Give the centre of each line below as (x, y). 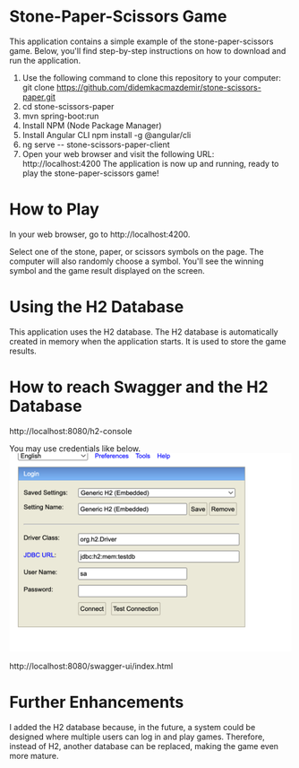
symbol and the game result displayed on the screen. (107, 270)
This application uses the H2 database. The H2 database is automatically (144, 332)
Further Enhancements (97, 703)
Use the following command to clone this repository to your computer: (152, 77)
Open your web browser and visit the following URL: (118, 153)
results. (23, 351)
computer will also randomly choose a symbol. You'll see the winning (137, 261)
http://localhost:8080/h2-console (71, 431)
